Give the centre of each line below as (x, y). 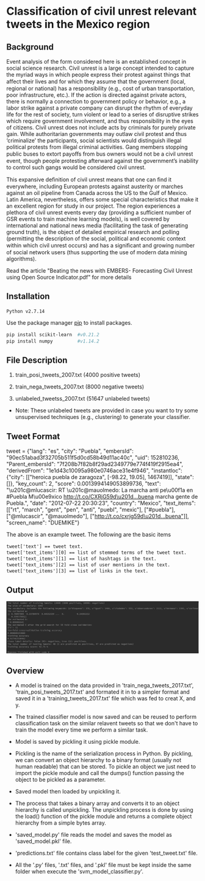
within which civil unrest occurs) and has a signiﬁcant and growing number (101, 245)
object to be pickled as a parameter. (60, 780)
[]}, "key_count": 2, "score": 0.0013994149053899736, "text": (84, 484)
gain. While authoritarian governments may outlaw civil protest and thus (97, 134)
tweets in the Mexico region (78, 24)
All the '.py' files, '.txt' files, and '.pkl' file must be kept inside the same (103, 865)
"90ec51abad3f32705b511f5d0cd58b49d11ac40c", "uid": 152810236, (93, 458)
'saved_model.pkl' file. (43, 841)
